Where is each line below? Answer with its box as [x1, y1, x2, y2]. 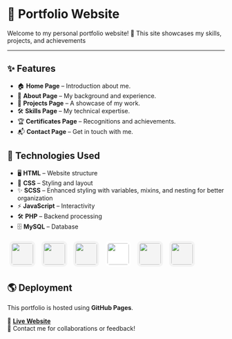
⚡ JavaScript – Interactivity [17, 202, 95, 210]
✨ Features [7, 63, 56, 75]
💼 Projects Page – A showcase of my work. [17, 99, 140, 107]
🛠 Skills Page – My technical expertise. [17, 106, 130, 115]
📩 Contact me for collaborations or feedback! [7, 325, 136, 333]
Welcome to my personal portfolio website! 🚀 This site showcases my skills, [7, 29, 222, 37]
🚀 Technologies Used [7, 150, 100, 162]
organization [17, 193, 53, 202]
